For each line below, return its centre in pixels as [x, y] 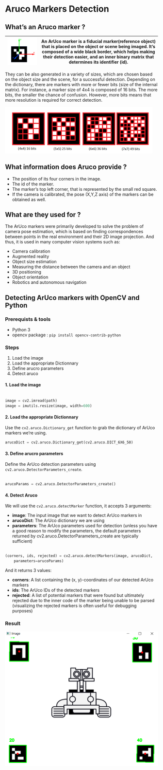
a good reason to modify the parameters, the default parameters [76, 531]
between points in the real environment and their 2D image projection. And [80, 237]
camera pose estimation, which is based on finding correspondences [74, 232]
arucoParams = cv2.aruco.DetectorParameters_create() [61, 484]
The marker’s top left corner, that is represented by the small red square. [84, 189]
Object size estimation [34, 262]
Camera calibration [31, 251]
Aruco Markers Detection [57, 9]
